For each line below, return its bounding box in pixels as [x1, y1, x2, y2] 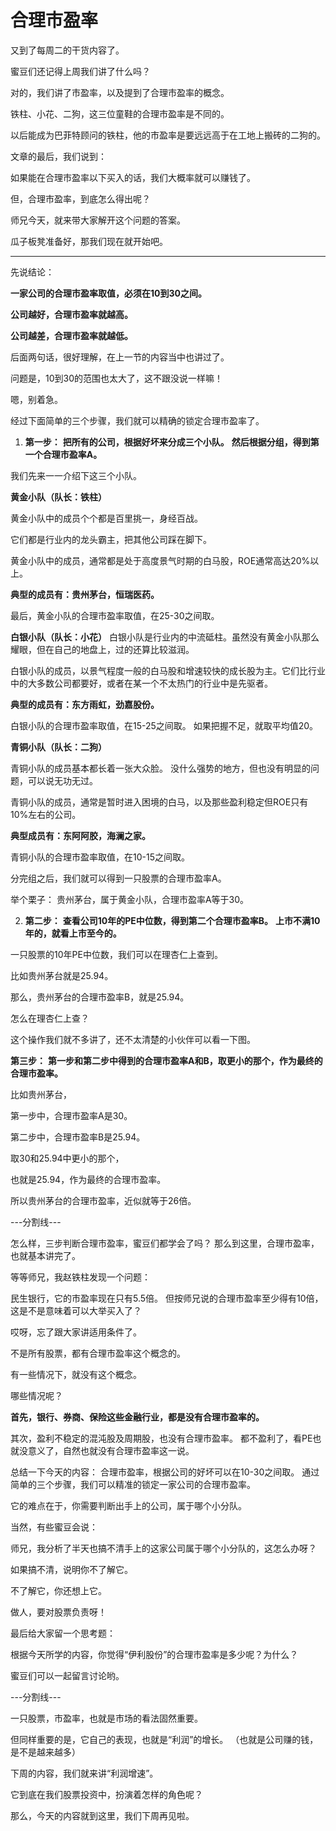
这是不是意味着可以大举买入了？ [10, 1304, 142, 1316]
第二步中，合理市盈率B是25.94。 [10, 1131, 146, 1143]
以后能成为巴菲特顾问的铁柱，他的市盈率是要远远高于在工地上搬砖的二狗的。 [10, 129, 326, 141]
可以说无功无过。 [27, 774, 98, 786]
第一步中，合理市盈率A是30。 [10, 1109, 133, 1121]
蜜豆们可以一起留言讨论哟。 [10, 1669, 125, 1681]
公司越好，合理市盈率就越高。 [10, 308, 133, 320]
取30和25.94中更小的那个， [10, 1152, 125, 1164]
